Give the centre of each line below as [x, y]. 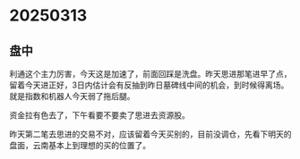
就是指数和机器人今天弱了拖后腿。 [72, 96]
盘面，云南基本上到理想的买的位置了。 [80, 145]
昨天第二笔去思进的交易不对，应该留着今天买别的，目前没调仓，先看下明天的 [150, 134]
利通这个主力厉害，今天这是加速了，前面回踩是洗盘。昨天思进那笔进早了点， [150, 74]
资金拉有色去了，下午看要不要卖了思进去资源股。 [99, 115]
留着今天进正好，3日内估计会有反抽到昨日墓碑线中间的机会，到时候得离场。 [149, 85]
